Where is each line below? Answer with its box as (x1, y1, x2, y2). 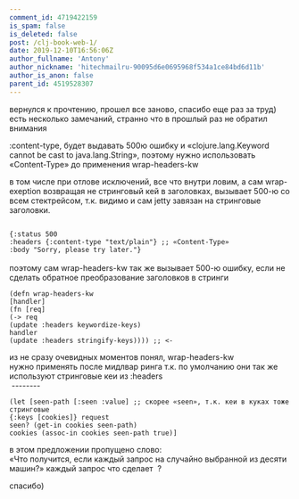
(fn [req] (9, 305, 46, 314)
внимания (9, 122, 47, 134)
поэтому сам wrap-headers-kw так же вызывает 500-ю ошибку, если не (9, 262, 286, 273)
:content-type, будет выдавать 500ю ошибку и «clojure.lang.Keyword (9, 140, 270, 151)
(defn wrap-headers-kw (9, 289, 94, 299)
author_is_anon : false (9, 71, 94, 80)
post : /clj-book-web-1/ (9, 37, 98, 47)
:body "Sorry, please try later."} (9, 245, 142, 254)
